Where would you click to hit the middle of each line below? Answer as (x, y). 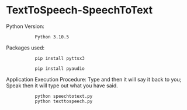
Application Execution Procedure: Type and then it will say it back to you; (94, 79)
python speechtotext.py (64, 96)
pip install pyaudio (60, 68)
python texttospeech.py (64, 101)
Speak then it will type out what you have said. (62, 86)
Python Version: (25, 26)
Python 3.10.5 (52, 37)
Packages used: (25, 48)
